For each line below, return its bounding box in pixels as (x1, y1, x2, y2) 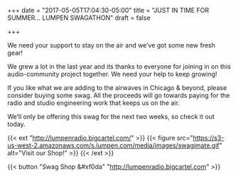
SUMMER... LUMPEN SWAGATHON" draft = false (7, 13, 151, 22)
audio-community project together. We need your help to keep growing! (7, 70, 218, 78)
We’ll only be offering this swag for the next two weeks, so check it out (7, 113, 215, 121)
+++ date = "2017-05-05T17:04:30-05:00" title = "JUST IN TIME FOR (7, 6, 210, 14)
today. (7, 120, 26, 128)
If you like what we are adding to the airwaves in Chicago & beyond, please (7, 84, 227, 91)
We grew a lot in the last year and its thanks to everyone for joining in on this (7, 62, 231, 70)
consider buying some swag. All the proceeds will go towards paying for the (7, 91, 230, 99)
